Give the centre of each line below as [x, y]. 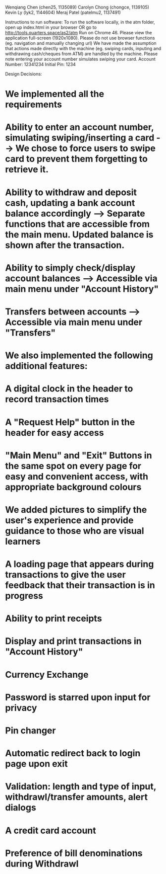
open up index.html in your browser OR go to [51, 27]
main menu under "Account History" [82, 289]
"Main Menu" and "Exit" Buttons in [79, 455]
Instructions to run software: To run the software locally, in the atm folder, [80, 22]
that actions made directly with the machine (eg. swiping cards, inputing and [83, 48]
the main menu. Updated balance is [79, 234]
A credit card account [51, 831]
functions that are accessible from [78, 224]
